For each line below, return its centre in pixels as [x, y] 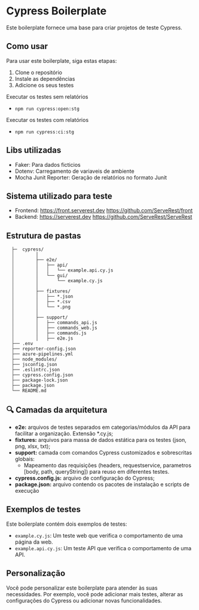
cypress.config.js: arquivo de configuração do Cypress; [85, 478]
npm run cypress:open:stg [47, 109]
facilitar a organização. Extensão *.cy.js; [64, 434]
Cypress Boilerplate [56, 11]
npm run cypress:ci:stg [45, 132]
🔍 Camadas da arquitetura [57, 410]
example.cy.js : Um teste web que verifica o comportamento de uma [99, 535]
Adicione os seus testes [44, 85]
